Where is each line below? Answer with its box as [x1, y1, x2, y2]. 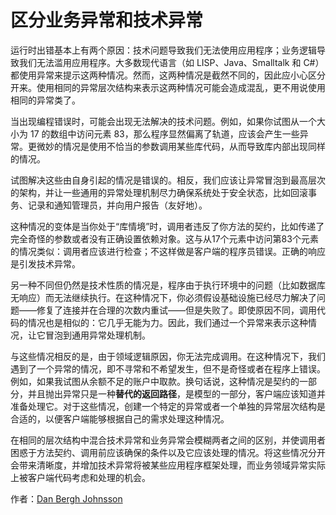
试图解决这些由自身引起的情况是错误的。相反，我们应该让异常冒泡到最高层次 [10, 174, 326, 186]
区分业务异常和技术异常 [10, 9, 204, 32]
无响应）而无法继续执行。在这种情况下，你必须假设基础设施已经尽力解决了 [10, 291, 317, 303]
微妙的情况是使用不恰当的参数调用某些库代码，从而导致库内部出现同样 [36, 140, 326, 152]
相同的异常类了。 [10, 94, 81, 106]
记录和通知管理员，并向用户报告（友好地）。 [27, 199, 208, 211]
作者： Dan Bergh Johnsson [10, 492, 123, 505]
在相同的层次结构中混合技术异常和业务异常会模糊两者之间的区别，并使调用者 [10, 434, 326, 446]
